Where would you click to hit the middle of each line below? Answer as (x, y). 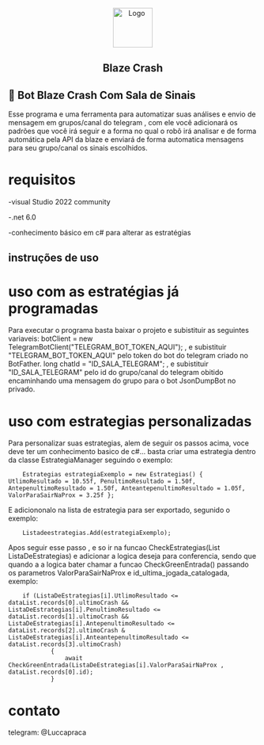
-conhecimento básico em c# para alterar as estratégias (100, 233)
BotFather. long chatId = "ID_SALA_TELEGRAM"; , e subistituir (108, 364)
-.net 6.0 (23, 217)
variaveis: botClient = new (51, 338)
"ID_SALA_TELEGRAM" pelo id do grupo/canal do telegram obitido (116, 372)
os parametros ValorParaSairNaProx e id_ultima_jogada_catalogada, (119, 573)
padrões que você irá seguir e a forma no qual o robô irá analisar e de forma (132, 131)
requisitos (42, 180)
